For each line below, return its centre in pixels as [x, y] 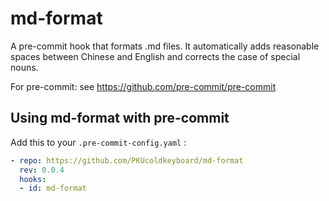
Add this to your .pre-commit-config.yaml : [98, 142]
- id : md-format [53, 188]
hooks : [33, 179]
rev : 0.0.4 [42, 170]
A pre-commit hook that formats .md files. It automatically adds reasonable [165, 46]
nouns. [24, 67]
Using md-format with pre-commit [120, 118]
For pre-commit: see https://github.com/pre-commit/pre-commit [143, 86]
